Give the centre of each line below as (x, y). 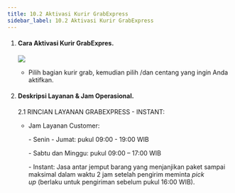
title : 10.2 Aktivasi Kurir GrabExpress (68, 14)
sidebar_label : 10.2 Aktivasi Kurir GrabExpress (81, 21)
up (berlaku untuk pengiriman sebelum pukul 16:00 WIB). (111, 182)
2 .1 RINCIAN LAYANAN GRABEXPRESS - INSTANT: (91, 111)
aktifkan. (41, 79)
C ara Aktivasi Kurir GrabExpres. (66, 43)
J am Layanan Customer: (64, 126)
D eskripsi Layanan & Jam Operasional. (76, 96)
